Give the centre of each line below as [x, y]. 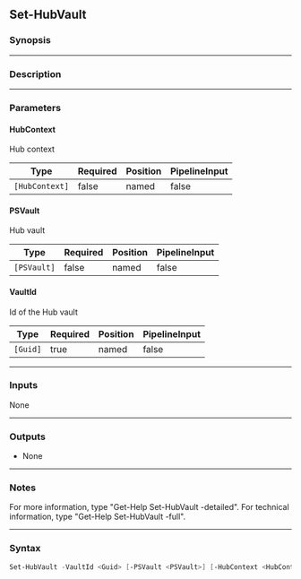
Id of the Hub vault [44, 312]
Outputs [28, 436]
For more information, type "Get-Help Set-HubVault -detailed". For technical [149, 507]
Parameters [35, 108]
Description [35, 73]
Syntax [25, 549]
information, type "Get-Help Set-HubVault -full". [98, 517]
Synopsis [30, 40]
